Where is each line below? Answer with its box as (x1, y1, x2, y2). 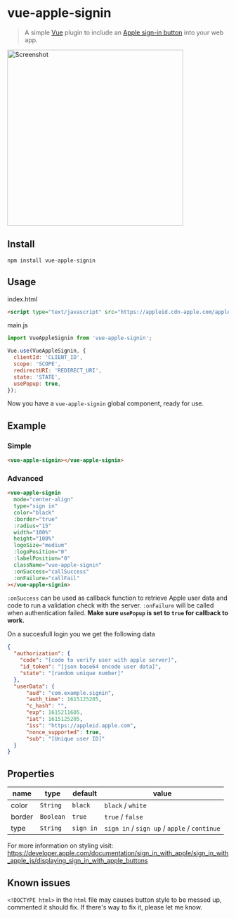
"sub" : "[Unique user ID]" (25, 735, 105, 742)
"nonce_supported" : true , (25, 729, 102, 736)
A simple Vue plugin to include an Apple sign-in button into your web (24, 28, 224, 37)
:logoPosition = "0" (13, 548, 68, 555)
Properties (7, 767, 55, 779)
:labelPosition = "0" (13, 555, 71, 562)
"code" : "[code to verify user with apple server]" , (20, 657, 178, 664)
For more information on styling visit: (7, 841, 114, 850)
